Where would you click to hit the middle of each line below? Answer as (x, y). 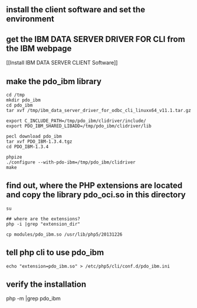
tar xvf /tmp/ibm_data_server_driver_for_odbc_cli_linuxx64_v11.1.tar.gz (99, 111)
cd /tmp (16, 95)
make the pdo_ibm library (54, 81)
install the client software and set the (76, 10)
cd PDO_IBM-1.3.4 (27, 147)
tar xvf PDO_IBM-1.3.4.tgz (39, 142)
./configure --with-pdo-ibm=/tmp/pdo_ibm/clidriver (71, 162)
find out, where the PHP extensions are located (94, 186)
